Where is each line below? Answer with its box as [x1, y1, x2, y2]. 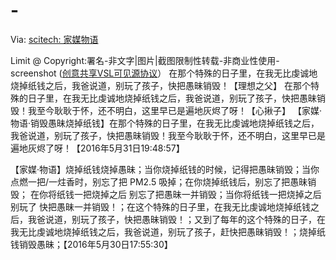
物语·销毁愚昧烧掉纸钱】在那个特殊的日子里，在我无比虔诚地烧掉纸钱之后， [10, 117, 320, 129]
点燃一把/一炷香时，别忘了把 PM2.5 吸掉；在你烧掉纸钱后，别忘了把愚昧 [10, 175, 308, 188]
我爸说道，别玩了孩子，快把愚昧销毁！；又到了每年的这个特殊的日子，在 [27, 213, 326, 225]
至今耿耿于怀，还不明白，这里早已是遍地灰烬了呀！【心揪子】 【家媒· [36, 104, 322, 116]
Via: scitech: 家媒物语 [10, 33, 99, 45]
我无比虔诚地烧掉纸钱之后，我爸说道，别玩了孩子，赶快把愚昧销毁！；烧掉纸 [10, 225, 326, 238]
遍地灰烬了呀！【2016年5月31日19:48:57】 [10, 142, 185, 154]
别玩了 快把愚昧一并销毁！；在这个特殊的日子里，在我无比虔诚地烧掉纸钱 [10, 200, 311, 213]
